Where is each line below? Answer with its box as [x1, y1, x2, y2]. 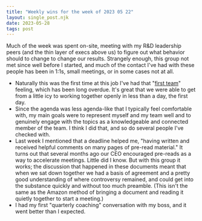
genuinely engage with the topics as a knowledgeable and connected [15, 118, 189, 126]
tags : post [6, 25, 34, 32]
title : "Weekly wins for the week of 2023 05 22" [6, 8, 134, 15]
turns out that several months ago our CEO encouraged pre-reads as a [15, 150, 192, 158]
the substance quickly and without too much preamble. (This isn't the [15, 182, 188, 190]
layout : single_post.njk [6, 14, 69, 21]
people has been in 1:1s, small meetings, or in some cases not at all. [6, 68, 174, 75]
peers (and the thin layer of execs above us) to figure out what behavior [6, 49, 186, 56]
